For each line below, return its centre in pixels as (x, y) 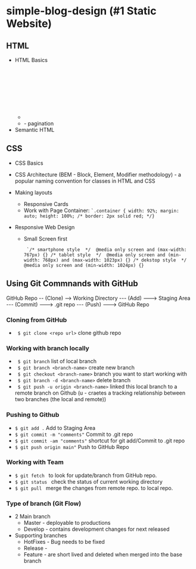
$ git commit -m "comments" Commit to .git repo (74, 434)
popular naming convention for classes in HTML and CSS (85, 181)
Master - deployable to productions (67, 523)
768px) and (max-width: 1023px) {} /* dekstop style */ (115, 260)
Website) (29, 24)
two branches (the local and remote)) (60, 399)
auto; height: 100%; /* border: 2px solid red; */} (89, 216)
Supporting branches (41, 536)
